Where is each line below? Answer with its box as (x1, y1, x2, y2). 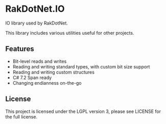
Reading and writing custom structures (12, 69, 94, 75)
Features (5, 44, 34, 54)
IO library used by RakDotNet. (5, 20, 68, 26)
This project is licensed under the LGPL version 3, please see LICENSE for (5, 108, 161, 114)
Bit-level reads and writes (12, 58, 67, 64)
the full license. (5, 113, 37, 120)
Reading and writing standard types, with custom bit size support (12, 63, 150, 69)
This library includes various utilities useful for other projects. (5, 30, 134, 36)
